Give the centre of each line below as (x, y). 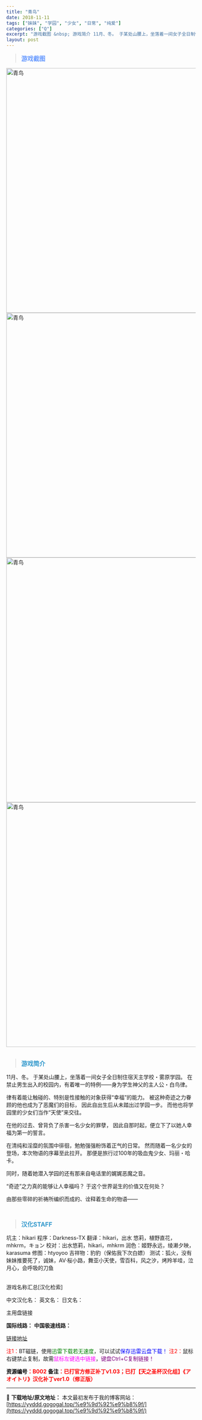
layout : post (23, 40)
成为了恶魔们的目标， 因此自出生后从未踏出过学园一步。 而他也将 (107, 1105)
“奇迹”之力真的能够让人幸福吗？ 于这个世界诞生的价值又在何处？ (86, 1186)
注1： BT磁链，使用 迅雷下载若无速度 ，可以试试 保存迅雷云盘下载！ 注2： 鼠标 (100, 1351)
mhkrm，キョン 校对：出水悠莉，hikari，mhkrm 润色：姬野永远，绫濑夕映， (100, 1245)
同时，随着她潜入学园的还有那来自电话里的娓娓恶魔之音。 (77, 1173)
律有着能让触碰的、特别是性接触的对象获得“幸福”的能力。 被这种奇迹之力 (96, 1097)
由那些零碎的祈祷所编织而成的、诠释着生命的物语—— (72, 1199)
